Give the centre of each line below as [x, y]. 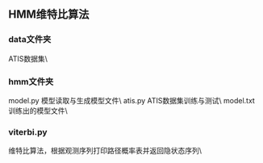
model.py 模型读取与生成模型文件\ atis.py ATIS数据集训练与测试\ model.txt [132, 100]
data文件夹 [30, 40]
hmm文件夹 [31, 81]
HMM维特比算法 [49, 15]
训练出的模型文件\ [38, 111]
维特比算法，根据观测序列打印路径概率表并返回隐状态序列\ [105, 151]
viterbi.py [28, 132]
